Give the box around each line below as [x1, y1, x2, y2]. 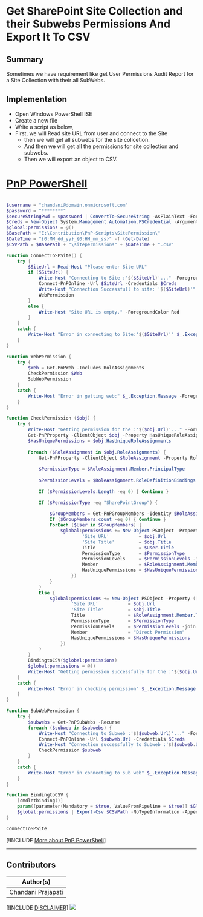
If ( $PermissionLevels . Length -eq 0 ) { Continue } [38, 488, 169, 495]
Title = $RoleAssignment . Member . [71, 613, 196, 619]
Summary [6, 54, 44, 64]
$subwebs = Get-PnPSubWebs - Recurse [28, 719, 120, 725]
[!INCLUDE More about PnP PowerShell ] [6, 836, 106, 844]
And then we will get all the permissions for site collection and [24, 143, 179, 150]
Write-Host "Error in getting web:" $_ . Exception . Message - [28, 393, 182, 399]
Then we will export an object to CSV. [24, 155, 118, 163]
